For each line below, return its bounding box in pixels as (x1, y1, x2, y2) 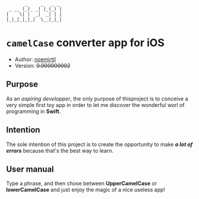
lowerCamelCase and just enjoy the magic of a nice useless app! (6, 186, 166, 194)
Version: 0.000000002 (14, 62, 70, 69)
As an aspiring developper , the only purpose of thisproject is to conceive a (6, 95, 188, 102)
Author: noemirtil (14, 55, 56, 63)
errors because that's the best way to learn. (6, 147, 114, 154)
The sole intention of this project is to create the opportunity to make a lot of (6, 141, 193, 148)
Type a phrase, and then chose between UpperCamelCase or (6, 180, 157, 187)
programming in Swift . (6, 108, 61, 115)
